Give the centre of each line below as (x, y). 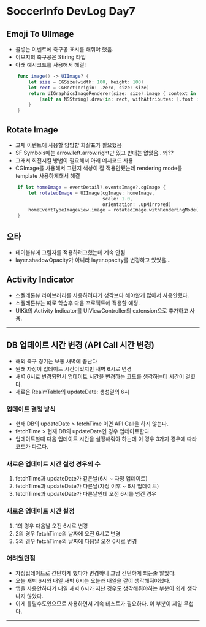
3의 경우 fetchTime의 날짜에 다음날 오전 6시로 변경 (76, 541)
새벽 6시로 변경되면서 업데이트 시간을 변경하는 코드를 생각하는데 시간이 (100, 376)
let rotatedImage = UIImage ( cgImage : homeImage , (92, 193)
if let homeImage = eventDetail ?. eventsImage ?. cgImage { (92, 187)
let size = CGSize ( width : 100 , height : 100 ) (86, 82)
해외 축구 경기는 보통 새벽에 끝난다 (56, 361)
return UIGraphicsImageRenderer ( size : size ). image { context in (112, 93)
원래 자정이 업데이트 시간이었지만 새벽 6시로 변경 (73, 368)
